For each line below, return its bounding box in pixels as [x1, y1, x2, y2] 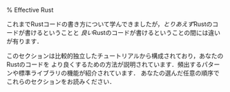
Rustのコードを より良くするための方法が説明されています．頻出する [6, 60, 202, 68]
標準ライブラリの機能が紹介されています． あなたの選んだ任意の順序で [18, 69, 220, 77]
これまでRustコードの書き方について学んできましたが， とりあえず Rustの [6, 20, 213, 28]
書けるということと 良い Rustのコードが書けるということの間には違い [24, 29, 221, 36]
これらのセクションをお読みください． [6, 78, 115, 85]
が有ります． [6, 37, 43, 45]
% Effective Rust [6, 6, 54, 14]
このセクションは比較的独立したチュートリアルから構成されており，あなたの [6, 51, 224, 60]
